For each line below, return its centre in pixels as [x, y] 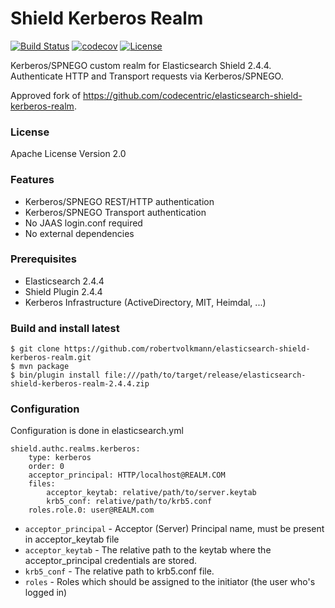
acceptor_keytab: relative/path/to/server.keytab [151, 493]
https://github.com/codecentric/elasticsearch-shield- [193, 95]
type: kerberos [60, 458]
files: [42, 484]
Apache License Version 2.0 [68, 154]
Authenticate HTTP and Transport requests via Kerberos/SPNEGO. [147, 76]
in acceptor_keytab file [72, 539]
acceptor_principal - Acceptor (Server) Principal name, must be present [174, 529]
